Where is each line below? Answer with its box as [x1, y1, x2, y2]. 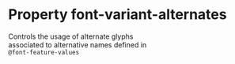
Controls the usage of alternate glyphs [8, 32, 134, 41]
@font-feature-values [8, 48, 80, 56]
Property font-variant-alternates [8, 6, 227, 24]
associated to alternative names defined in [8, 40, 147, 49]
